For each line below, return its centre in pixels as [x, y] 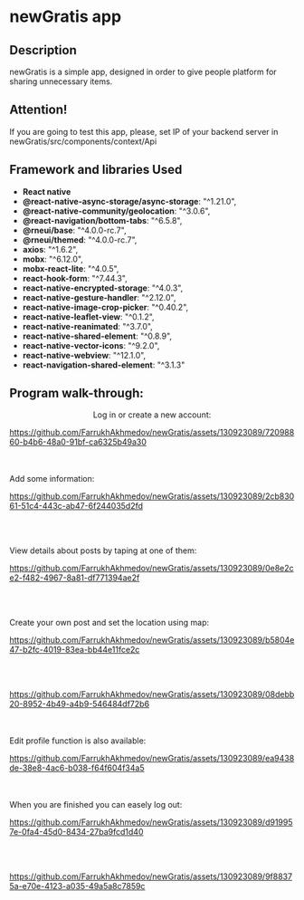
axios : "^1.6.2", [50, 249]
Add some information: [52, 479]
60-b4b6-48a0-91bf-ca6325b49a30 [78, 442]
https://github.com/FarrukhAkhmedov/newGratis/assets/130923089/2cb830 [152, 496]
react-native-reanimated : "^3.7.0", [88, 326]
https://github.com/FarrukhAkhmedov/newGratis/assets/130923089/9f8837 [151, 876]
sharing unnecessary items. [61, 81]
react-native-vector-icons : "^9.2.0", [91, 345]
